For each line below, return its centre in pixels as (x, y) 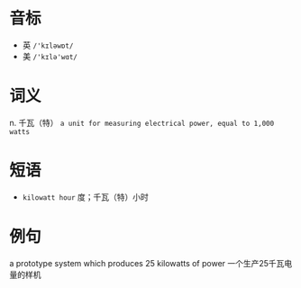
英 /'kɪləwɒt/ (48, 45)
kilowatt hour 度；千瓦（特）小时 (85, 197)
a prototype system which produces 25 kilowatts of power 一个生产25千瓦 (147, 263)
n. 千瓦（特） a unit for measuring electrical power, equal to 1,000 (142, 122)
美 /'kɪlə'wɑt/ (50, 56)
